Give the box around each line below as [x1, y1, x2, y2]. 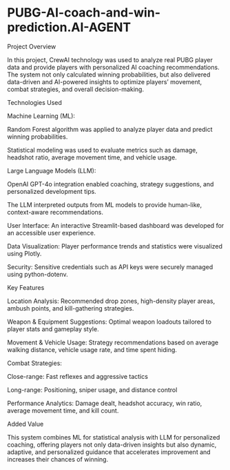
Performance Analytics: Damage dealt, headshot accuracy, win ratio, [7, 399, 202, 407]
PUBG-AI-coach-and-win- [7, 5, 160, 21]
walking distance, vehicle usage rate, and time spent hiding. [7, 345, 178, 353]
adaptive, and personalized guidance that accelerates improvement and [7, 447, 211, 456]
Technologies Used [7, 98, 62, 106]
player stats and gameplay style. [7, 324, 99, 333]
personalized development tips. [7, 187, 96, 195]
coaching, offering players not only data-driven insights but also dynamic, [7, 440, 217, 449]
